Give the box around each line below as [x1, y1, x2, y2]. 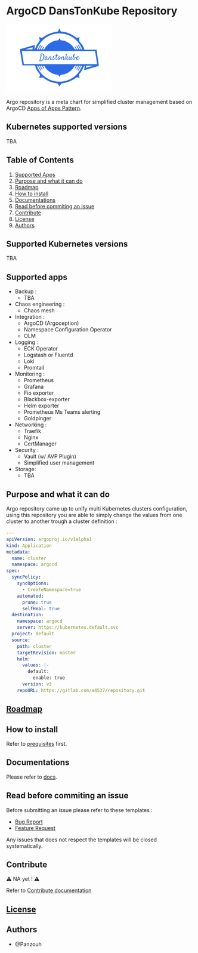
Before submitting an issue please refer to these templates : [6, 806, 153, 813]
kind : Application [6, 542, 52, 549]
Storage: [14, 466, 36, 473]
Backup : [14, 288, 37, 295]
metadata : [6, 549, 31, 555]
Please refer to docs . [6, 773, 58, 780]
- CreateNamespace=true [21, 586, 82, 592]
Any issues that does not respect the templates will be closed [6, 836, 157, 843]
